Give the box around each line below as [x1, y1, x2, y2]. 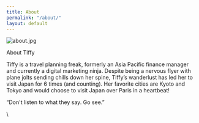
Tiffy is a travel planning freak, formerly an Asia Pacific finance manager [6, 61, 189, 68]
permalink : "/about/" [6, 15, 62, 21]
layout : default [6, 20, 48, 26]
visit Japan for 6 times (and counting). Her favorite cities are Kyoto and [6, 80, 186, 88]
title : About [6, 9, 40, 15]
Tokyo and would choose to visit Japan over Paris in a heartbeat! [6, 87, 170, 94]
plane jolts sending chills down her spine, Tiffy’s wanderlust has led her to [6, 74, 193, 81]
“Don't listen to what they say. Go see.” [6, 99, 105, 106]
